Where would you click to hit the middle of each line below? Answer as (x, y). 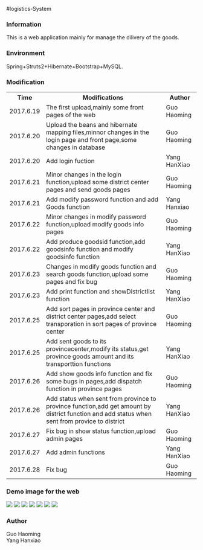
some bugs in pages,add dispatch (94, 381)
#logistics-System (29, 9)
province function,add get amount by (98, 406)
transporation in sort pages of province (101, 324)
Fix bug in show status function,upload (101, 431)
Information (24, 24)
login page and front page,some (92, 139)
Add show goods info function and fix (99, 374)
